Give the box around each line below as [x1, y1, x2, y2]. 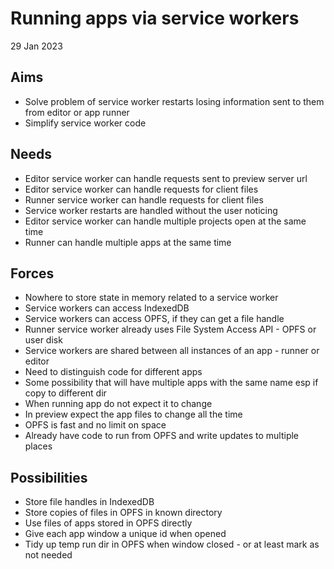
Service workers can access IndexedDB [24, 302, 190, 314]
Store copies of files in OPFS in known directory [24, 507, 223, 519]
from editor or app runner [24, 106, 130, 118]
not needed [24, 549, 73, 561]
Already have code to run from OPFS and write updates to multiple [24, 430, 300, 442]
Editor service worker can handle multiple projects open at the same [24, 215, 307, 227]
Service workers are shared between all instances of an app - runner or [24, 345, 320, 357]
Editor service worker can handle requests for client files [24, 183, 259, 195]
